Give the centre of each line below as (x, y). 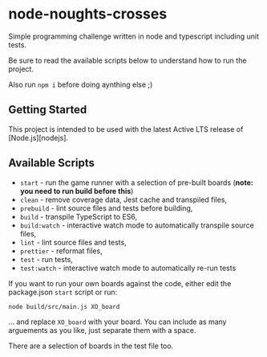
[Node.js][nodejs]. (38, 137)
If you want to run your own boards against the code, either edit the (120, 283)
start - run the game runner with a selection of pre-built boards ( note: (137, 183)
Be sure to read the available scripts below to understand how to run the (127, 60)
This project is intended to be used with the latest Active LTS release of (126, 129)
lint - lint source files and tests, (73, 242)
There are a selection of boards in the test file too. (91, 346)
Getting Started (48, 110)
